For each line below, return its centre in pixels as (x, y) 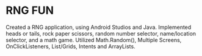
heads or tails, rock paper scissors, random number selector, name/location (101, 33)
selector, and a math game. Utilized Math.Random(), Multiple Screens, (94, 40)
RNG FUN (30, 11)
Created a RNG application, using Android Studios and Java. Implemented (99, 27)
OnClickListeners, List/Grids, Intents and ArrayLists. (70, 46)
